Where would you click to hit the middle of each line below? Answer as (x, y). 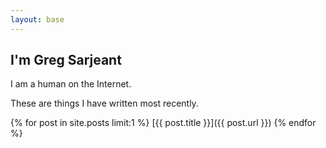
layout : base (37, 19)
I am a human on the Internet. (71, 84)
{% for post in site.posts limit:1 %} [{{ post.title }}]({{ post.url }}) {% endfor (163, 123)
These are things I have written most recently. (104, 103)
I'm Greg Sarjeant (66, 60)
